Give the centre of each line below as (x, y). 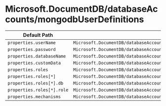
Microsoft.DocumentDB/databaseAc (82, 9)
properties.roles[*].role (38, 90)
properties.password (32, 49)
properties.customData (34, 63)
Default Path (38, 35)
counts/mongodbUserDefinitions (75, 19)
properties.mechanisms (34, 96)
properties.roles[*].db (36, 83)
